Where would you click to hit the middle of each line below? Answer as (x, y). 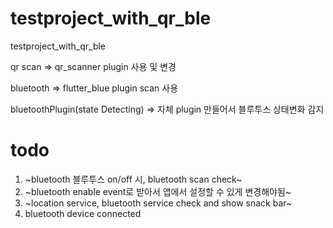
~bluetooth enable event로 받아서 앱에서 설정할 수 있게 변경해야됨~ (158, 191)
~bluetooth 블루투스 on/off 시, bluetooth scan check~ (133, 179)
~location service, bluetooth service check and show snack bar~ (158, 203)
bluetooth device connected (83, 213)
